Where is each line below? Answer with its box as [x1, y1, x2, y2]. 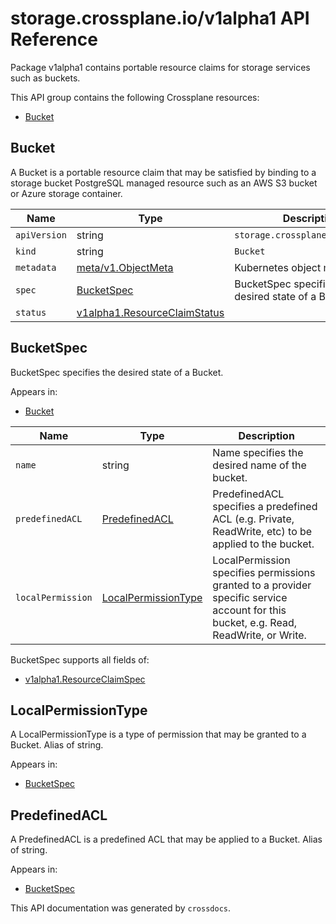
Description [238, 428, 295, 442]
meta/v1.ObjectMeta [76, 260, 174, 274]
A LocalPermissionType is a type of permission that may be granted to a [10, 728, 307, 741]
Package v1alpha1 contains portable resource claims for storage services [10, 61, 311, 73]
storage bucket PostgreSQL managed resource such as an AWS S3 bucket [10, 177, 318, 189]
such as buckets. [10, 72, 81, 84]
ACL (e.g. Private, [212, 512, 295, 526]
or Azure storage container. [10, 187, 123, 199]
